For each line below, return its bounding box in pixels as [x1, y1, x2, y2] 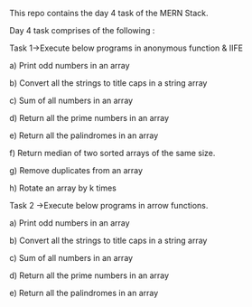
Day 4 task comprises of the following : [9, 25, 155, 35]
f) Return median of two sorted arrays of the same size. [9, 148, 216, 158]
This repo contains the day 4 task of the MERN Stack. [9, 8, 210, 18]
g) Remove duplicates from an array [9, 165, 143, 175]
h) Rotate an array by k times [9, 182, 117, 193]
